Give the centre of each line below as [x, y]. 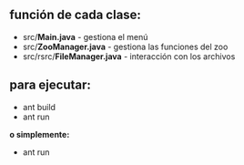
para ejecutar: [50, 85]
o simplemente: [40, 134]
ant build [39, 107]
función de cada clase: [75, 15]
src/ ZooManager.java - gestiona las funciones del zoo [125, 46]
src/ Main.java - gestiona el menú [85, 36]
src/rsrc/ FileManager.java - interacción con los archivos [129, 56]
